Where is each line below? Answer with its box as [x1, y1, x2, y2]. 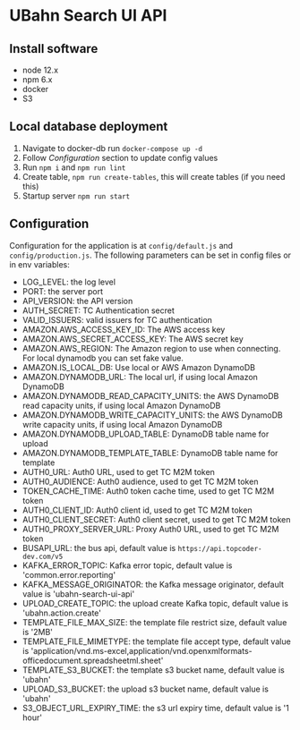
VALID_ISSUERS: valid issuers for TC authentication [21, 314, 213, 325]
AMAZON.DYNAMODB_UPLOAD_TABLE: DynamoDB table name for [21, 429, 270, 439]
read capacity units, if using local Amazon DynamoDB [21, 400, 221, 411]
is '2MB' [21, 626, 54, 637]
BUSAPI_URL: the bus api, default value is [21, 542, 176, 553]
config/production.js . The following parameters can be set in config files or [9, 250, 292, 260]
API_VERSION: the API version [21, 295, 133, 306]
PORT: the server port [21, 285, 103, 296]
